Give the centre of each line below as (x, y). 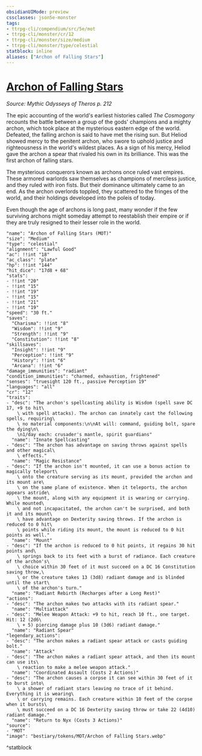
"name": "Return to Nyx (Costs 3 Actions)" (67, 720)
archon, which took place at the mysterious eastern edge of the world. (93, 128)
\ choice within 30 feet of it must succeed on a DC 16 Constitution (106, 567)
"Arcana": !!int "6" (37, 366)
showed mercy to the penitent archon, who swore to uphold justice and (95, 141)
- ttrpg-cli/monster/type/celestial (52, 46)
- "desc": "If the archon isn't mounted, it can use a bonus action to (98, 466)
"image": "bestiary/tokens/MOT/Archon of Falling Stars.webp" (86, 736)
